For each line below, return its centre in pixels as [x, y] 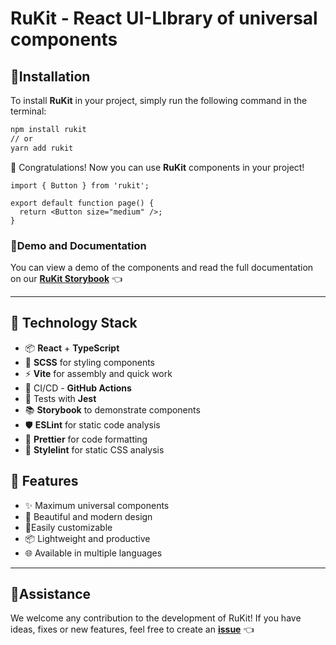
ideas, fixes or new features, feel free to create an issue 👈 [132, 629]
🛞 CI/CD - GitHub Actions [78, 388]
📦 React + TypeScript [72, 348]
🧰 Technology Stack [74, 323]
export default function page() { [82, 203]
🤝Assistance [51, 593]
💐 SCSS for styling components [90, 362]
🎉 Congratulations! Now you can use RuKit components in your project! [157, 167]
